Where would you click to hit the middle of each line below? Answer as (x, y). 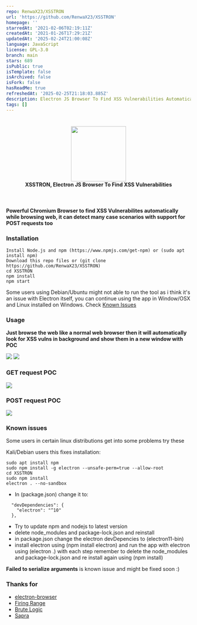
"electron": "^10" (39, 510)
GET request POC (31, 373)
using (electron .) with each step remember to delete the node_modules (101, 552)
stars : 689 (19, 61)
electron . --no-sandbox (36, 484)
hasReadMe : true (26, 88)
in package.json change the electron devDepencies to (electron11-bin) (99, 539)
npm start (18, 281)
